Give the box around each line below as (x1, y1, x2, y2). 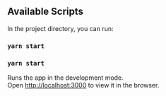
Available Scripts (7, 6, 83, 18)
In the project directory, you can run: (7, 24, 114, 32)
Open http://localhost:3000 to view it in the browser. (7, 81, 160, 90)
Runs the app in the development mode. (7, 73, 124, 82)
